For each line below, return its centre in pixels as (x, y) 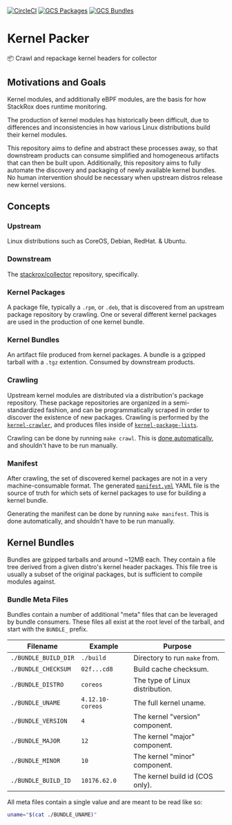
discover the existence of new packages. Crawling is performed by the (108, 417)
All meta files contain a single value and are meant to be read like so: (105, 802)
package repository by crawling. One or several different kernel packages (112, 315)
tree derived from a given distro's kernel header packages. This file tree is (113, 566)
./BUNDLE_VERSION (39, 721)
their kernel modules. (37, 134)
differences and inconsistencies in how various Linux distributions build (109, 127)
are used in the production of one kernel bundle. (76, 322)
